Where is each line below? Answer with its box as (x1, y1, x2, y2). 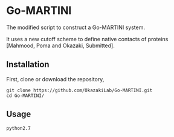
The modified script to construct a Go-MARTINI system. (6, 24, 146, 31)
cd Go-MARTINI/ (6, 92, 45, 99)
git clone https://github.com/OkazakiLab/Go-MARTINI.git (6, 87, 153, 93)
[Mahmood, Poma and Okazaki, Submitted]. (6, 42, 115, 49)
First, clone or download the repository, (6, 75, 105, 82)
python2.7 (6, 125, 31, 131)
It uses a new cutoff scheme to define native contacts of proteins (6, 35, 169, 42)
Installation (6, 59, 50, 70)
